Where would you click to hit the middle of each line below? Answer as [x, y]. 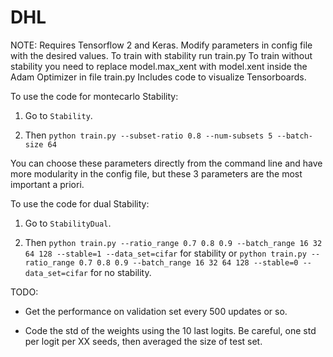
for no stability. [120, 272]
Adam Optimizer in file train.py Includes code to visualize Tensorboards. [158, 77]
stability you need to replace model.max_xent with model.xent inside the [159, 66]
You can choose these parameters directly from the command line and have [166, 163]
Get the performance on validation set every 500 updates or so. [156, 311]
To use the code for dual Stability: [80, 203]
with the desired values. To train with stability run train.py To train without [161, 55]
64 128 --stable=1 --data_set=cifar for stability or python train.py [165, 253]
